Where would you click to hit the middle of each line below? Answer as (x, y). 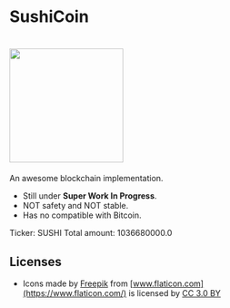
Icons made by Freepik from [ (78, 283)
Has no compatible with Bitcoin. (82, 215)
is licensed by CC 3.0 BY (175, 293)
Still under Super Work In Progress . (90, 196)
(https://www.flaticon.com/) (75, 293)
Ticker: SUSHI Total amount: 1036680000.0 (91, 233)
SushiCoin (49, 17)
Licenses (35, 262)
